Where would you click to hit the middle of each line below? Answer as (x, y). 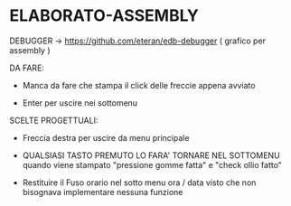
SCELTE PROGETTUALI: (54, 120)
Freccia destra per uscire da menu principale (106, 137)
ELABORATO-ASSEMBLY (104, 16)
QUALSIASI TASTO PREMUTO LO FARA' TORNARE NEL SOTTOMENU (151, 155)
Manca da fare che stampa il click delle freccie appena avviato (139, 85)
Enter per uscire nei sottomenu (80, 103)
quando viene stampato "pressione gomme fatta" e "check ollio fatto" (152, 164)
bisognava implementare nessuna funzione (103, 192)
